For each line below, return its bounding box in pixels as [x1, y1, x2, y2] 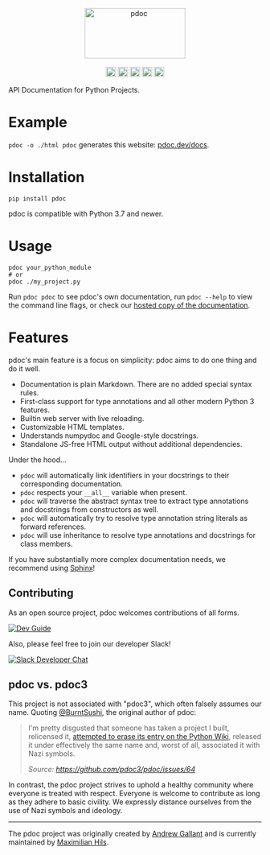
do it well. [8, 363, 40, 374]
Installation [8, 168, 85, 187]
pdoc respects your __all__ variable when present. [19, 487, 187, 497]
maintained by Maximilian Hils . [8, 837, 109, 847]
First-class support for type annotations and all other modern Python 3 [19, 396, 255, 406]
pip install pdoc [8, 194, 67, 203]
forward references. [19, 522, 87, 531]
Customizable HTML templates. [19, 422, 125, 432]
